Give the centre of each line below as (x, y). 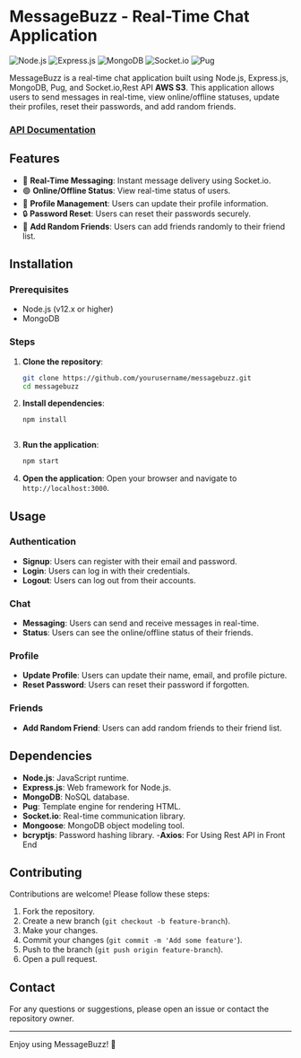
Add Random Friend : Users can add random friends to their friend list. (152, 728)
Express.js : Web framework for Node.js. (97, 787)
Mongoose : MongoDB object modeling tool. (103, 825)
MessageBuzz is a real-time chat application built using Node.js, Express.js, (149, 77)
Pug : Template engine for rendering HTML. (102, 806)
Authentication (43, 542)
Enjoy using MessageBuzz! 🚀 (63, 1045)
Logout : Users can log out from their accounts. (109, 580)
